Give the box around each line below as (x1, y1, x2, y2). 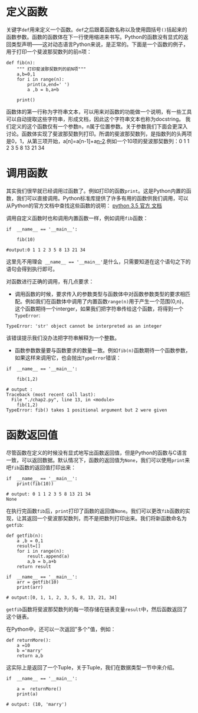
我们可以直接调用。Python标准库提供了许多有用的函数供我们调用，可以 (16, 194, 189, 202)
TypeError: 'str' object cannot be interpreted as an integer (6, 323, 162, 329)
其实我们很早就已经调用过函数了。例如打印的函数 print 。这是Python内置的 (6, 187, 187, 194)
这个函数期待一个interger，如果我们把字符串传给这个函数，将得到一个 (14, 305, 184, 312)
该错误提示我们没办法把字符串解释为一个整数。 (6, 334, 120, 341)
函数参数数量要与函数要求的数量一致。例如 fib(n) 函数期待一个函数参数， (14, 346, 191, 354)
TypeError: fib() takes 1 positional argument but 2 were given (6, 407, 167, 413)
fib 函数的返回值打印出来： (11, 464, 77, 471)
